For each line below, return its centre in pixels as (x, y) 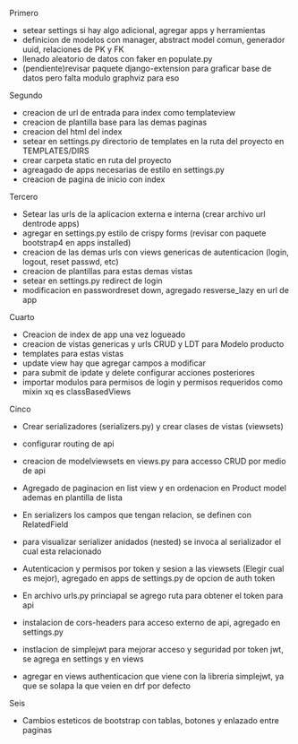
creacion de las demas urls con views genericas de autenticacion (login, (155, 252)
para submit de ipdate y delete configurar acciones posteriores (138, 372)
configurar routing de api (68, 444)
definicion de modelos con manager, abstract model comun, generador (153, 40)
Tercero (24, 197)
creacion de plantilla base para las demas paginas (115, 122)
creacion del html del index (72, 132)
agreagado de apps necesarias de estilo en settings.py (123, 170)
